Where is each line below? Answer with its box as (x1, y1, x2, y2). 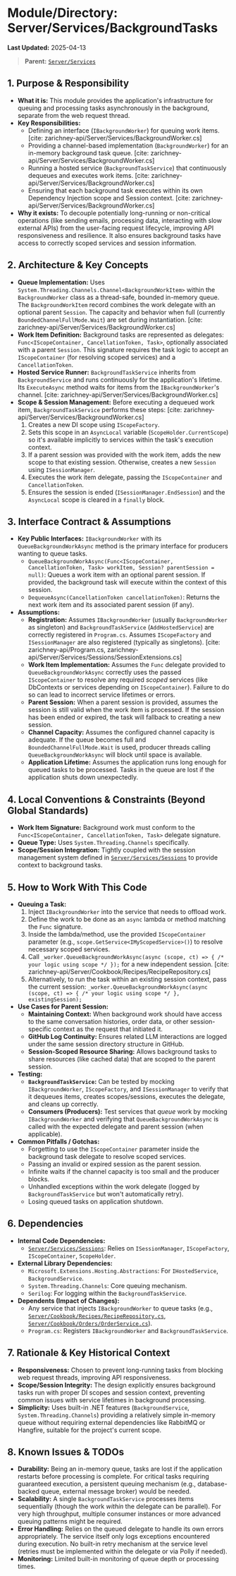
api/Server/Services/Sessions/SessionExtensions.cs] (27, 653, 182, 661)
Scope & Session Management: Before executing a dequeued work (17, 397, 215, 407)
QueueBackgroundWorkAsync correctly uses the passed (27, 668, 182, 677)
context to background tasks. (17, 861, 103, 870)
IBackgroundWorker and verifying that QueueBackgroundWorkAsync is (27, 1115, 219, 1123)
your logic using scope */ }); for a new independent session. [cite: (27, 960, 230, 968)
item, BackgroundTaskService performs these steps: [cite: (17, 405, 182, 414)
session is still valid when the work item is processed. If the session (27, 706, 225, 714)
